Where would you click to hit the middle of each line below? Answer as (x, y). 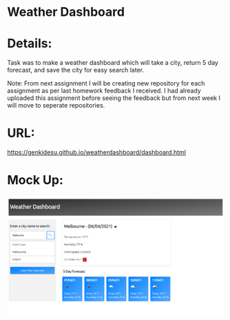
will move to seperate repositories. (56, 106)
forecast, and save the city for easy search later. (76, 70)
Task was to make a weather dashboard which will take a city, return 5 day (113, 63)
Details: (30, 44)
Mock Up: (35, 180)
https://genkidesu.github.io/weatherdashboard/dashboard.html (96, 152)
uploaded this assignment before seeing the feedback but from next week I (114, 98)
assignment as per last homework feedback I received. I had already (104, 91)
